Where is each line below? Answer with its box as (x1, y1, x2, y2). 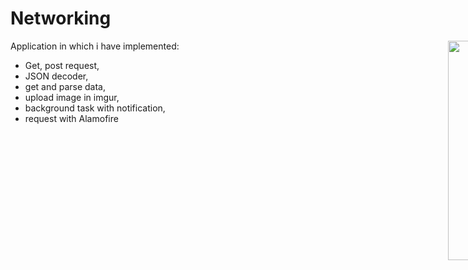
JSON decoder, (24, 70, 89, 82)
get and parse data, (24, 80, 107, 92)
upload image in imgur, (24, 91, 120, 103)
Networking (10, 7, 112, 30)
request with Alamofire (24, 112, 119, 124)
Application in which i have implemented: (10, 40, 180, 52)
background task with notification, (24, 102, 166, 114)
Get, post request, (24, 59, 100, 71)
